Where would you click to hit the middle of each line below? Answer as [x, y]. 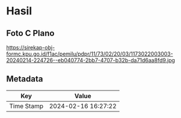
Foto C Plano [30, 33]
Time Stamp [26, 106]
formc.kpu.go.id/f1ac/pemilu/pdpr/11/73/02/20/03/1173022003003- [90, 54]
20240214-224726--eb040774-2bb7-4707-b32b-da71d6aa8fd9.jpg [91, 60]
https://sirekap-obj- [31, 47]
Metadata [25, 79]
